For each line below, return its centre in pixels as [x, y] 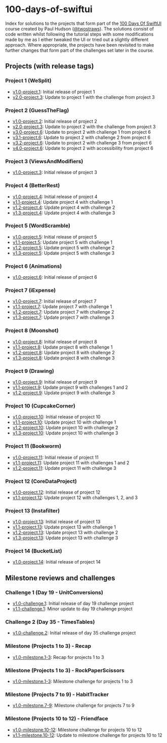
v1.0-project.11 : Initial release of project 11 [55, 457]
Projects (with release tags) [50, 66]
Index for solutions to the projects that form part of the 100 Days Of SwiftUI [83, 23]
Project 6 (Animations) [34, 266]
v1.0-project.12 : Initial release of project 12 [56, 492]
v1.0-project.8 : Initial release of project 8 [55, 342]
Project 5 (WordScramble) [38, 226]
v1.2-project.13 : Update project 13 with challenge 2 [65, 533]
